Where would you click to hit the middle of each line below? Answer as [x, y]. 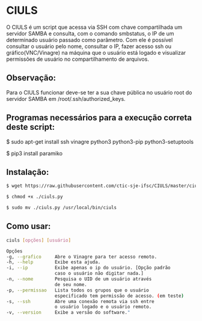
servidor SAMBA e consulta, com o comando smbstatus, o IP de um [90, 33]
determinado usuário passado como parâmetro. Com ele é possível [90, 40]
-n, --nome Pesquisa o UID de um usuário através [79, 279]
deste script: [31, 127]
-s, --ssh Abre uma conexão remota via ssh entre [80, 301]
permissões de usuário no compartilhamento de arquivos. [78, 59]
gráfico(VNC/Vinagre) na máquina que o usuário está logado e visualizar [96, 52]
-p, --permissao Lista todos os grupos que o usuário [78, 290]
